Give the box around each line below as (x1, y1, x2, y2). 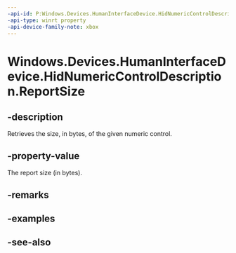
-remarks (7, 189, 49, 200)
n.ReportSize (7, 83, 86, 99)
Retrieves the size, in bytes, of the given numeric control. (7, 130, 172, 138)
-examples (7, 212, 55, 224)
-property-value (7, 150, 80, 162)
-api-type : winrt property (7, 17, 86, 24)
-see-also (7, 236, 51, 249)
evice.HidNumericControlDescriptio (7, 68, 222, 84)
